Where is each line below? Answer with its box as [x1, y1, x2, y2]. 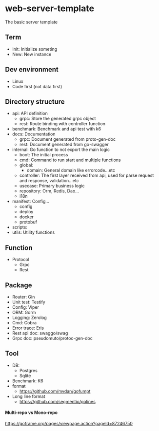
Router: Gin [12, 294, 35, 300]
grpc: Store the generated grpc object [19, 115, 96, 122]
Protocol [12, 257, 29, 262]
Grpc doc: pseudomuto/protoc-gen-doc [12, 336, 93, 341]
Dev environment [5, 65, 59, 74]
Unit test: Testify [12, 299, 45, 305]
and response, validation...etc [19, 178, 79, 184]
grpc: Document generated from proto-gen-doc [19, 136, 116, 142]
